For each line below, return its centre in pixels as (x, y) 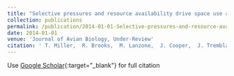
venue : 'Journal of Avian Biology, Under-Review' (81, 39)
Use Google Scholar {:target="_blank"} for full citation (84, 65)
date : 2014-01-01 (32, 33)
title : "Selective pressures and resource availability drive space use (115, 13)
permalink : (23, 26)
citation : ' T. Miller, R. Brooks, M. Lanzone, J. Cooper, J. (106, 46)
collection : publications (45, 20)
